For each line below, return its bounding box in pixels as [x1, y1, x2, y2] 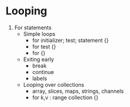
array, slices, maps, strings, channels [32, 87, 124, 94]
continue [32, 68, 55, 75]
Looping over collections [23, 81, 84, 88]
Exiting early [23, 56, 55, 63]
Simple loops [23, 30, 56, 37]
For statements [14, 24, 52, 31]
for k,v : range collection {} [32, 94, 99, 101]
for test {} [32, 43, 56, 50]
